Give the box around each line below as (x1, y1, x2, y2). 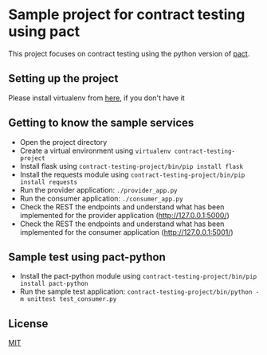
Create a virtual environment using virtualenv (19, 146, 171, 155)
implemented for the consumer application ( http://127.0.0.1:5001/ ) (19, 227, 234, 236)
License (8, 317, 49, 330)
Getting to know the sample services (8, 116, 194, 130)
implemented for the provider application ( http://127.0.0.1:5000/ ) (19, 210, 230, 220)
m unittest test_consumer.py (19, 295, 117, 303)
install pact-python (19, 280, 88, 288)
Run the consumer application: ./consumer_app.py (19, 193, 183, 203)
